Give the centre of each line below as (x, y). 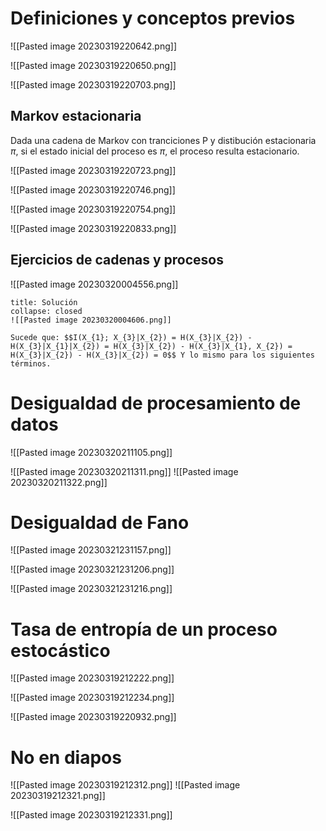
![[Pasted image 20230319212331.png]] (91, 815)
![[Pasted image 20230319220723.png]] (93, 170)
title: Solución (44, 302)
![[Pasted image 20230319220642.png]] (94, 46)
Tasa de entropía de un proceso (144, 629)
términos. (31, 363)
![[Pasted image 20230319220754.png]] (93, 209)
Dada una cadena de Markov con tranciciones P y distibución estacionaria (163, 140)
